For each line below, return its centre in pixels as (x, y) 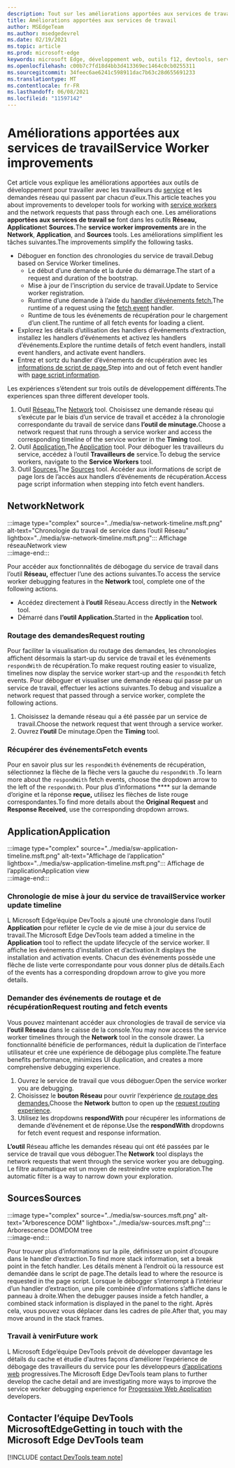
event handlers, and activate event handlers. (81, 352)
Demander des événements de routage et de (84, 998)
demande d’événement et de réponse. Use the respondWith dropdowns (121, 1125)
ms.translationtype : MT (42, 79)
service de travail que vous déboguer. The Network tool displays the (106, 1154)
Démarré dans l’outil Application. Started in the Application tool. (111, 617)
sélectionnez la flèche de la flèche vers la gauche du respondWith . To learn (115, 772)
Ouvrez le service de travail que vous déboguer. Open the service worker (122, 1080)
